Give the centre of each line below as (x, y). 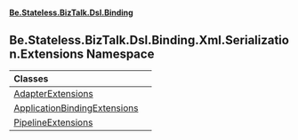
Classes (31, 79)
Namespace (120, 54)
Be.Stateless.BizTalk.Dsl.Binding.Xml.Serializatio (149, 40)
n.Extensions (47, 54)
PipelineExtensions (53, 122)
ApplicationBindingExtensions (76, 108)
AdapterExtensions (53, 94)
